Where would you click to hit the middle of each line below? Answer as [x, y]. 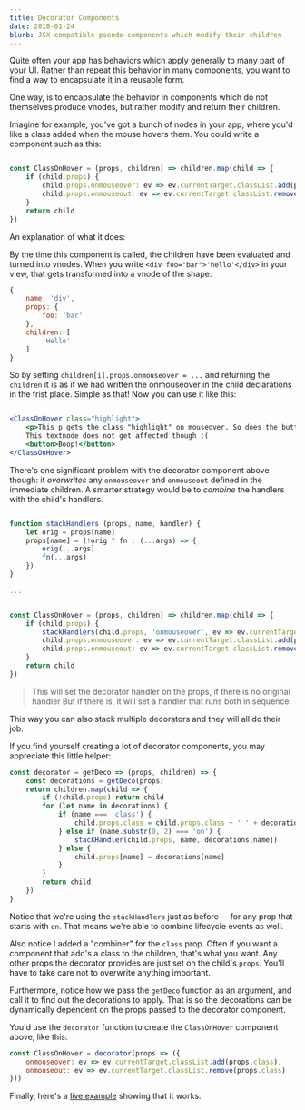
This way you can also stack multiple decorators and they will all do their [145, 719]
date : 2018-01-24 [42, 26]
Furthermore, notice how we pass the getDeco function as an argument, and [151, 990]
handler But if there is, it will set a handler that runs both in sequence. [162, 701]
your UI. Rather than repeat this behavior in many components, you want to [150, 70]
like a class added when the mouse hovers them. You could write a [134, 134]
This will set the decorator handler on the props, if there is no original [161, 691]
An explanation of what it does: [67, 236]
